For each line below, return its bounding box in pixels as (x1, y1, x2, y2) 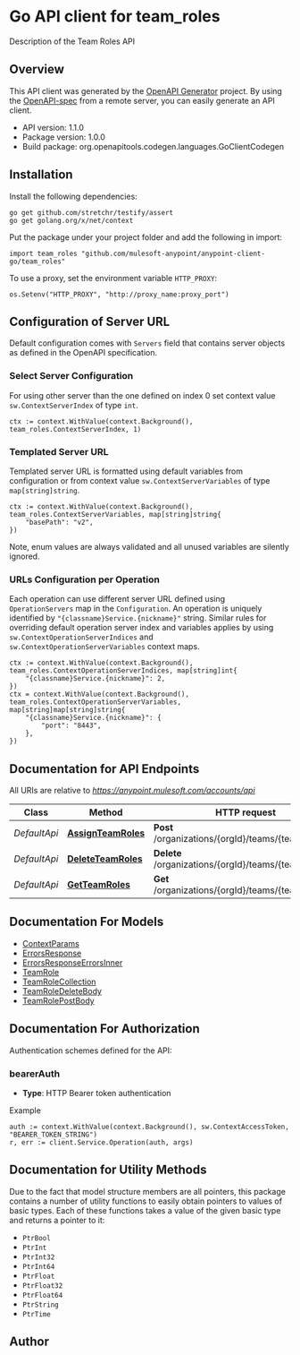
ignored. (9, 551, 40, 562)
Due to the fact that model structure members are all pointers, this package (9, 1186, 286, 1196)
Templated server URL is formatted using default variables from (9, 466, 244, 476)
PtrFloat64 (21, 1291, 63, 1299)
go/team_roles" (9, 257, 66, 266)
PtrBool (21, 1233, 51, 1242)
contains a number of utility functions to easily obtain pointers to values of (9, 1196, 283, 1206)
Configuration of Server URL (9, 313, 171, 329)
